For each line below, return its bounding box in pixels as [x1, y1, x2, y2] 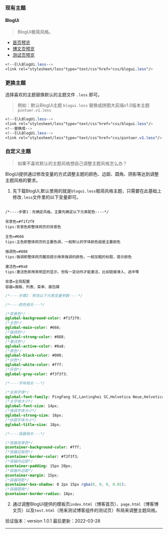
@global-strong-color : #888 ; [5, 334, 66, 339]
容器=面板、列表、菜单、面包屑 [5, 284, 60, 289]
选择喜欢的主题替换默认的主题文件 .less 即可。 [5, 91, 102, 98]
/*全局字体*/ [5, 389, 29, 394]
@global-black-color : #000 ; [5, 353, 64, 358]
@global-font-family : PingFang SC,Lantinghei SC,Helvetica [5, 394, 131, 399]
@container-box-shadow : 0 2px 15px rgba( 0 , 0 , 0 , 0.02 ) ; [5, 482, 126, 487]
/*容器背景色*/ [5, 440, 33, 445]
